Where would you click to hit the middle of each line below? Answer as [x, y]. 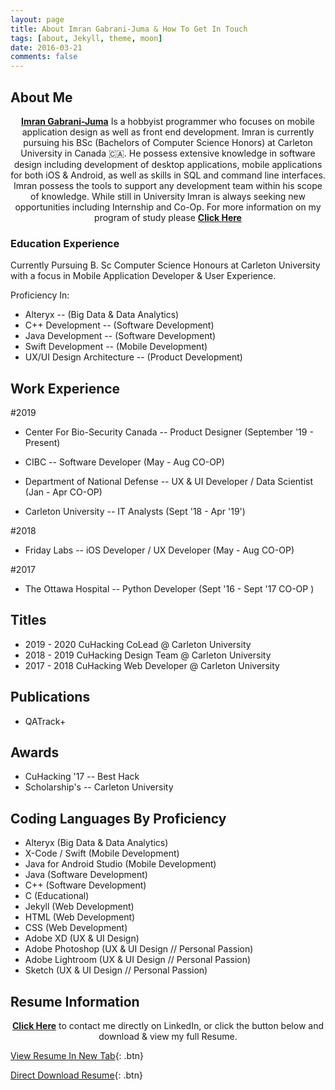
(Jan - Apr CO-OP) [63, 492]
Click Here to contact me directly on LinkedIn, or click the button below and [168, 1026]
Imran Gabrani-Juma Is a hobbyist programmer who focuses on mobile [168, 121]
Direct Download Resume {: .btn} [76, 1075]
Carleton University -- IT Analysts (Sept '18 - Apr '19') [135, 512]
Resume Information [75, 1001]
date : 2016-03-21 [46, 47]
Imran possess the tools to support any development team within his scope [168, 185]
